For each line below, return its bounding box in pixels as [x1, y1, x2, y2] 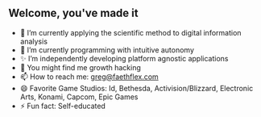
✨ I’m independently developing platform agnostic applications [19, 53, 229, 63]
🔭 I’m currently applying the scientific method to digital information [19, 27, 242, 37]
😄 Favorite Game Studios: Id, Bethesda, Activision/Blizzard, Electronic [19, 83, 254, 93]
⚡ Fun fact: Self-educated [19, 101, 106, 111]
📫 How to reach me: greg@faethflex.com [19, 72, 159, 81]
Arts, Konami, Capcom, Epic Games [19, 92, 139, 102]
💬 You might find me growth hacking [19, 62, 141, 72]
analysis [19, 36, 48, 46]
